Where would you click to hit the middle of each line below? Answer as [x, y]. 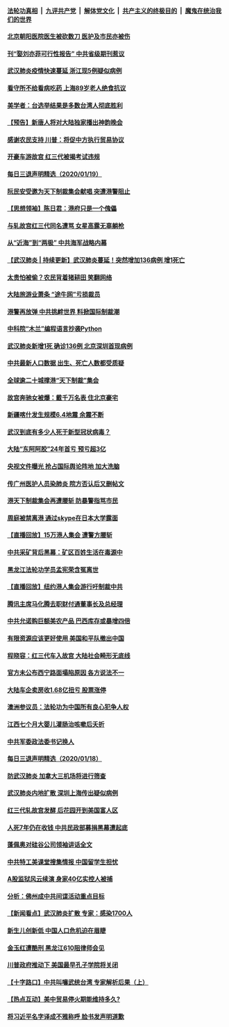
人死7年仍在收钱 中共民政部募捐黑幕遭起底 [68, 828]
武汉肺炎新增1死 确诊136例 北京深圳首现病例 [70, 346]
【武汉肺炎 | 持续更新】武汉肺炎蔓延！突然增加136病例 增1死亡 [96, 260]
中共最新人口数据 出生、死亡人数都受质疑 [66, 363]
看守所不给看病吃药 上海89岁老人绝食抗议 [67, 88]
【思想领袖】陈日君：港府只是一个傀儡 [62, 208]
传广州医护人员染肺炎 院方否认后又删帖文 [66, 484]
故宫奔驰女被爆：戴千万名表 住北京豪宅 [63, 397]
